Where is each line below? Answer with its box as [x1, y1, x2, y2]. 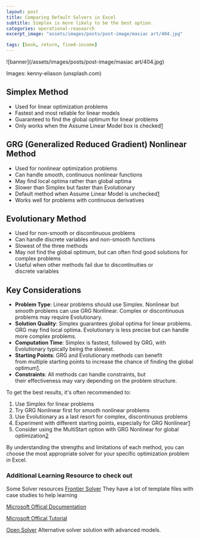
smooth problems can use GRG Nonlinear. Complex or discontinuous [14, 307, 184, 315]
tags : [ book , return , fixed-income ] [6, 42, 97, 48]
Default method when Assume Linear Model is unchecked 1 [14, 190, 160, 197]
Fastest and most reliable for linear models [14, 109, 120, 117]
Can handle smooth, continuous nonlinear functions [14, 171, 143, 178]
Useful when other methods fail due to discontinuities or [14, 261, 154, 269]
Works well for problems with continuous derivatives [14, 196, 145, 203]
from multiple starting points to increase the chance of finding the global [14, 358, 194, 366]
